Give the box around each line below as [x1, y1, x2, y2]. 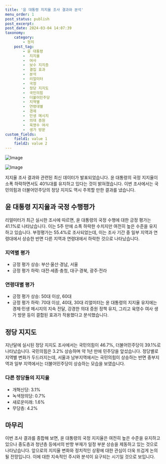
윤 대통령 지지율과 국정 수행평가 [5, 203, 95, 211]
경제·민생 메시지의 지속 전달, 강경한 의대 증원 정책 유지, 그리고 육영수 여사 [12, 306, 153, 312]
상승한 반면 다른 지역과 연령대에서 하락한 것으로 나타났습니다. [22, 235, 140, 241]
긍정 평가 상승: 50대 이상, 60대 [12, 293, 72, 299]
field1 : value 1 [14, 136, 48, 141]
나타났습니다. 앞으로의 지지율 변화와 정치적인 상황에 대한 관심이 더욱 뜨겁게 [5, 448, 149, 454]
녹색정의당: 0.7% [12, 393, 46, 398]
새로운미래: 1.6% [12, 399, 45, 405]
